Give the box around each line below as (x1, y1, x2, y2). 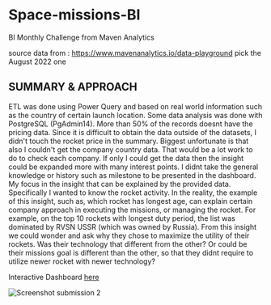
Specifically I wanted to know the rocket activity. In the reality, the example (8, 188, 258, 197)
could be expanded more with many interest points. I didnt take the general (8, 162, 259, 172)
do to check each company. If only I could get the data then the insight (8, 153, 244, 163)
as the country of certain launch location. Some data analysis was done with (8, 110, 263, 120)
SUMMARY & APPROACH (8, 80, 138, 94)
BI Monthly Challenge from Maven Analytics (8, 32, 155, 42)
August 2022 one (8, 57, 66, 66)
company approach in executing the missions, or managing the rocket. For (8, 205, 256, 214)
